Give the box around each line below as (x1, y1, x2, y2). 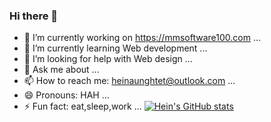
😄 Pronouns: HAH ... (23, 89, 110, 101)
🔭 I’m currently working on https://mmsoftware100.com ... (23, 32, 261, 44)
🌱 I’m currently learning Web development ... (23, 42, 208, 54)
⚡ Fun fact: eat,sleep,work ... (23, 100, 142, 113)
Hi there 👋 (9, 9, 59, 23)
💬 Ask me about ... (23, 64, 100, 76)
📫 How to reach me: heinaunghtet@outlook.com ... (23, 75, 236, 87)
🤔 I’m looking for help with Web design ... (23, 53, 193, 65)
